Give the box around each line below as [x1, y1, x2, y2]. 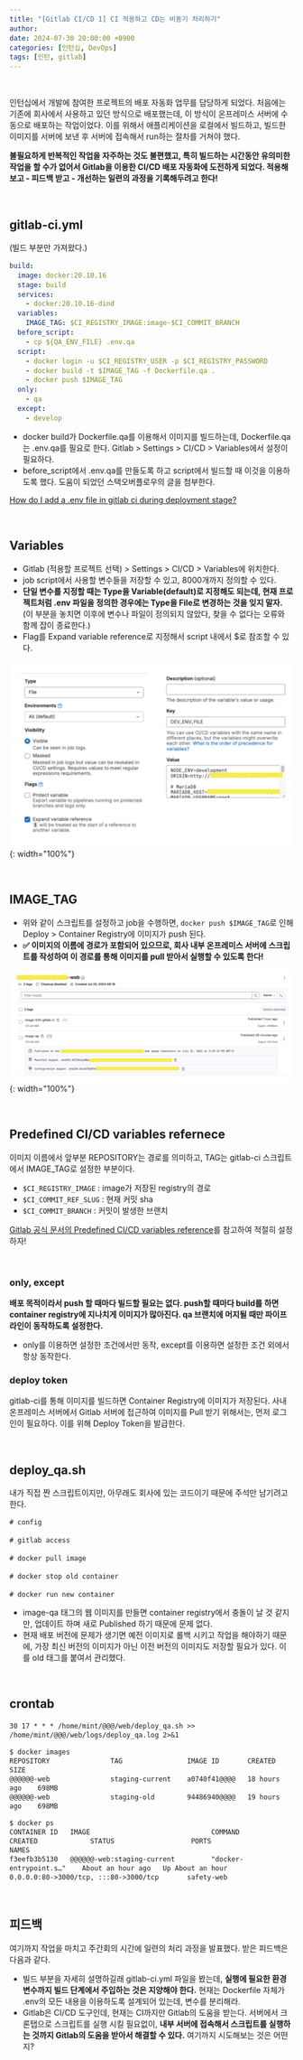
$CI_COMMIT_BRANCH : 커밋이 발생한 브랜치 [22, 1205, 169, 1216]
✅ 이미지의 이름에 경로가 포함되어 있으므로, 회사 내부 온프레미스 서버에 [22, 939, 268, 950]
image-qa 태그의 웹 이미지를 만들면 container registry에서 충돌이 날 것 [22, 1608, 273, 1618]
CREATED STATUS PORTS [9, 1836, 212, 1846]
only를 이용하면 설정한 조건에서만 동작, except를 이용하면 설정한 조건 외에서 [22, 1339, 290, 1350]
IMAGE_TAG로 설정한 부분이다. [25, 1163, 135, 1174]
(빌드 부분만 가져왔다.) [9, 242, 88, 253]
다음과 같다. [9, 1953, 51, 1964]
